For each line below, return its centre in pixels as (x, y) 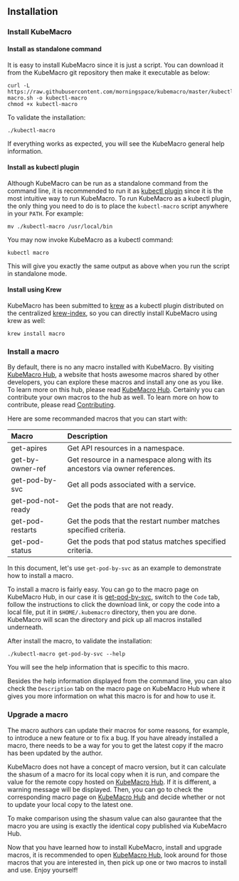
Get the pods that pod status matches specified (147, 542)
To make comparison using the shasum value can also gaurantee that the (115, 818)
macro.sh (20, 98)
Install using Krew (34, 290)
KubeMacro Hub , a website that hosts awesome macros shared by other (113, 375)
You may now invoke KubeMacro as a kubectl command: (90, 239)
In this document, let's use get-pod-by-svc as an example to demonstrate (115, 568)
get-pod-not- (35, 501)
